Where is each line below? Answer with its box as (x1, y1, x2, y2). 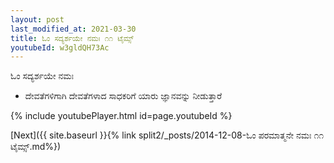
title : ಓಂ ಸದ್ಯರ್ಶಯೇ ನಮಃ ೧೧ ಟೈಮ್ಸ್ (10, 33, 134, 43)
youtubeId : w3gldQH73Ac (10, 42, 110, 53)
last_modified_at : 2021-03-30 (10, 24, 137, 34)
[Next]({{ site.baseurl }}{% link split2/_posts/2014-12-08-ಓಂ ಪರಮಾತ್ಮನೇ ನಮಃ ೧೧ (10, 129, 325, 141)
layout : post (10, 14, 65, 25)
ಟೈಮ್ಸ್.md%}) (10, 141, 62, 153)
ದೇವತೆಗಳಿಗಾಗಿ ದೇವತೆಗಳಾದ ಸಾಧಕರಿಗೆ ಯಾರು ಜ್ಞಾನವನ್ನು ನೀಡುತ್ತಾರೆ (24, 90, 223, 102)
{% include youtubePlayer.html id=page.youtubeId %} (10, 110, 233, 122)
